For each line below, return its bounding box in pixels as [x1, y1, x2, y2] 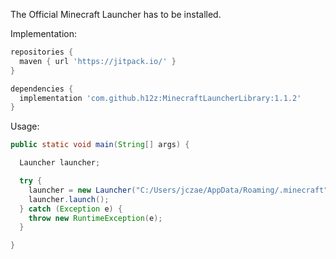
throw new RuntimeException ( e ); [28, 213, 163, 223]
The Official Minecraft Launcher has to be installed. [10, 9, 222, 20]
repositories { [10, 47, 74, 57]
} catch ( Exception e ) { [19, 204, 123, 214]
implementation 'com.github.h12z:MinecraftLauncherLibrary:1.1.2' [19, 93, 302, 103]
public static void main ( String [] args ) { [10, 140, 190, 150]
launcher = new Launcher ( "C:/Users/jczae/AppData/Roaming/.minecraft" [28, 185, 329, 195]
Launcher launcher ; [19, 158, 101, 168]
